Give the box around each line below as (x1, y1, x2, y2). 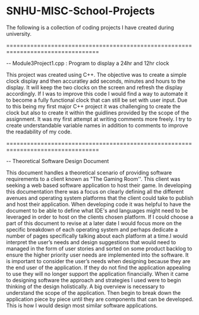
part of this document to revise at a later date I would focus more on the (6, 219, 182, 227)
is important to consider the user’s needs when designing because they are (6, 257, 191, 264)
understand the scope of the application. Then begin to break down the (6, 289, 181, 296)
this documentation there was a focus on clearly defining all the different (6, 188, 184, 195)
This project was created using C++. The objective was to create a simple (6, 71, 187, 78)
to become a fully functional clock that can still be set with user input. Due (6, 96, 188, 104)
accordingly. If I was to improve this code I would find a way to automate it (6, 90, 188, 97)
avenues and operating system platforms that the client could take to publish (6, 194, 194, 201)
